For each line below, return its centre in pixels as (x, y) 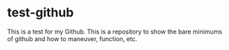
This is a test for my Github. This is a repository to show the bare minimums (115, 32)
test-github (40, 13)
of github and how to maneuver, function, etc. (72, 38)
